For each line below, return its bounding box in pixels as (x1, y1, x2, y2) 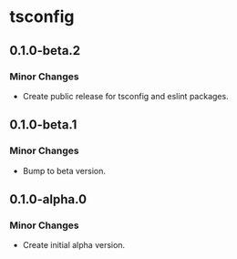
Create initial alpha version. (22, 240, 126, 251)
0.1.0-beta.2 (9, 43, 81, 58)
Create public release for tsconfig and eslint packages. (22, 90, 230, 101)
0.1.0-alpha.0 (9, 192, 88, 207)
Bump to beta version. (22, 165, 107, 176)
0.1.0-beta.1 (9, 117, 77, 133)
